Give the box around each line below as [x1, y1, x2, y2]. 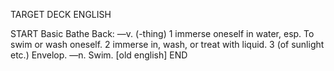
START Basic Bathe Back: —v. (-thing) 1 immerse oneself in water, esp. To [10, 28, 315, 39]
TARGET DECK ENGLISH [10, 9, 112, 20]
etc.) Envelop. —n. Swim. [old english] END [10, 49, 188, 61]
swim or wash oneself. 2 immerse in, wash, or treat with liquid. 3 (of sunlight [10, 39, 325, 50]
